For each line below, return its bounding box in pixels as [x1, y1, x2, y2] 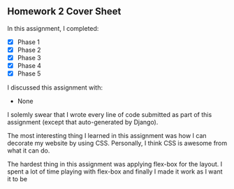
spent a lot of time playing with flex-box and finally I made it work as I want [7, 167, 223, 176]
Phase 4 [17, 62, 42, 69]
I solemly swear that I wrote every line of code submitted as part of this [7, 111, 212, 119]
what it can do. [7, 146, 50, 155]
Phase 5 [17, 69, 41, 78]
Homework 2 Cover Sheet [7, 6, 122, 17]
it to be [7, 175, 28, 183]
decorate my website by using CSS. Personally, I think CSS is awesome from [7, 139, 228, 148]
